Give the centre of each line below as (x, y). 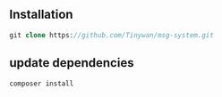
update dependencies (72, 63)
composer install (42, 84)
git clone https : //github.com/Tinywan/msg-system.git (112, 35)
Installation (41, 15)
